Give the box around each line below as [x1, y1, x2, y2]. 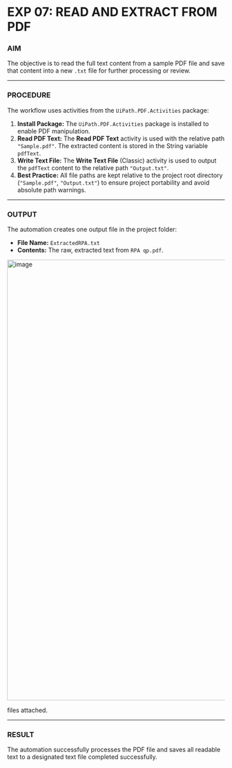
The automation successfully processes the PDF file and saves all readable [7, 745, 221, 754]
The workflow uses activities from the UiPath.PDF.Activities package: [7, 106, 209, 114]
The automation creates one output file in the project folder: [7, 226, 177, 234]
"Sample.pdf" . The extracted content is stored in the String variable [17, 141, 209, 149]
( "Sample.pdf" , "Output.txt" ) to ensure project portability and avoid [17, 178, 210, 187]
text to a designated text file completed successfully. [7, 753, 157, 761]
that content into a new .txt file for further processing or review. [7, 66, 191, 75]
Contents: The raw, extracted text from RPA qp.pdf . [17, 246, 164, 255]
